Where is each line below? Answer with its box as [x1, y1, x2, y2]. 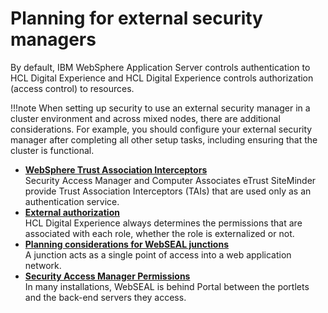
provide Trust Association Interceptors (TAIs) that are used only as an [24, 185, 312, 197]
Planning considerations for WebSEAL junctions [24, 238, 229, 250]
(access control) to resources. [10, 82, 135, 94]
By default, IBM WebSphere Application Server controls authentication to [10, 61, 311, 73]
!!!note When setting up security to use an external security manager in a [10, 102, 311, 114]
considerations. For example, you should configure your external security [10, 123, 313, 135]
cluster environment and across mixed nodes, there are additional [10, 112, 281, 124]
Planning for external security [10, 7, 263, 30]
